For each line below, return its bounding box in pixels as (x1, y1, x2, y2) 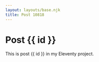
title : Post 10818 (5, 12, 44, 17)
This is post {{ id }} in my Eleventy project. (5, 51, 94, 57)
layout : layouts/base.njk (5, 7, 60, 13)
